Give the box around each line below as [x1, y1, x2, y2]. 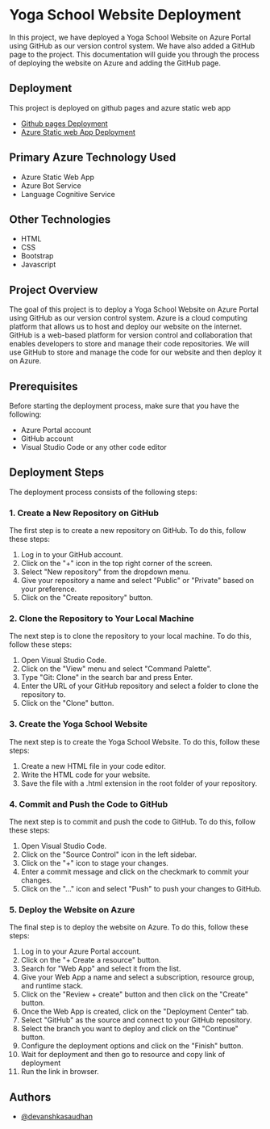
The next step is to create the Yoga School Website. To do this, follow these [9, 737, 260, 746]
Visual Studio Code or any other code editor [20, 443, 168, 451]
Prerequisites [9, 380, 78, 393]
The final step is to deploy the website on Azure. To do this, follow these [9, 922, 249, 932]
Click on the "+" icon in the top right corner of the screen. [20, 559, 213, 569]
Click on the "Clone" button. [20, 699, 114, 708]
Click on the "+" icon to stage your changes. [20, 858, 168, 867]
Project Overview [9, 283, 98, 296]
